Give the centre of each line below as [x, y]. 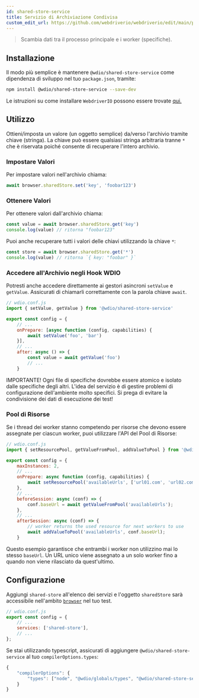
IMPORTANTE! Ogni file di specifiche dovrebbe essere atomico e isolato [94, 380]
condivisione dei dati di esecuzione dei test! [60, 399]
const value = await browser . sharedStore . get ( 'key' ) [73, 225]
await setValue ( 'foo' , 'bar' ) [65, 335]
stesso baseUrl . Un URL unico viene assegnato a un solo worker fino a [92, 555]
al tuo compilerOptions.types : [62, 657]
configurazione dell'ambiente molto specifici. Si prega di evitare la [87, 392]
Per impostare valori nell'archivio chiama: [57, 175]
